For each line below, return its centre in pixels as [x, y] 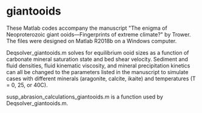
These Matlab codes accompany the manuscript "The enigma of [87, 28]
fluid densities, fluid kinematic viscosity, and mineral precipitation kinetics [98, 66]
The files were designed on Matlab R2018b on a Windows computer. [92, 41]
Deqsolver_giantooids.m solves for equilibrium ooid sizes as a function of [98, 52]
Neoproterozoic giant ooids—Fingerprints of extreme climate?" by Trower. [99, 34]
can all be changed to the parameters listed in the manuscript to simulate [97, 72]
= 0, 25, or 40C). [27, 85]
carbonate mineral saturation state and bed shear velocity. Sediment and [97, 59]
